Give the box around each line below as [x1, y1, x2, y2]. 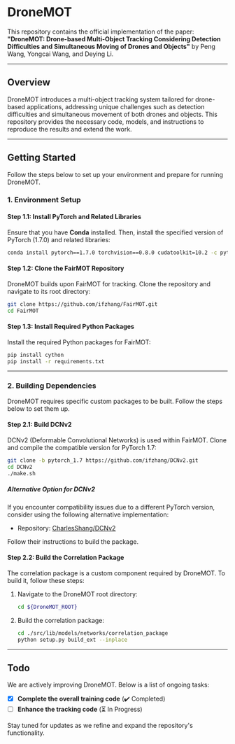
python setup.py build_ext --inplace [17, 636, 128, 643]
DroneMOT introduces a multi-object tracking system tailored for [7, 95, 194, 104]
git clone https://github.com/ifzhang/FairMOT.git [7, 300, 158, 308]
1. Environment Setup [7, 195, 82, 205]
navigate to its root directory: [7, 287, 91, 295]
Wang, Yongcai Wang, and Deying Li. [7, 50, 114, 58]
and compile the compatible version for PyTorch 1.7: [7, 443, 157, 451]
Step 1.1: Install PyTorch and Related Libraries [7, 213, 141, 221]
